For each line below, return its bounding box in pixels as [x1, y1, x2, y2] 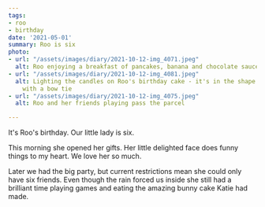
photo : [8, 48, 30, 56]
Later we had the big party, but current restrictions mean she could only [8, 167, 242, 176]
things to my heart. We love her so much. [8, 151, 142, 161]
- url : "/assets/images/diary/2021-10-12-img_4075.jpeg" [8, 92, 200, 100]
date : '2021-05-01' [8, 33, 73, 42]
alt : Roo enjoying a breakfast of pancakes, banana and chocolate [15, 63, 238, 71]
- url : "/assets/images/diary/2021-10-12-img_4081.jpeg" [8, 70, 200, 78]
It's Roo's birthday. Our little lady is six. [8, 128, 135, 138]
